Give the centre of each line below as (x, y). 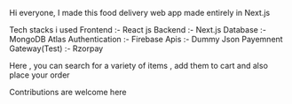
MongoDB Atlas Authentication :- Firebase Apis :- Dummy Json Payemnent (146, 39)
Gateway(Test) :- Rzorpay (56, 48)
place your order (39, 75)
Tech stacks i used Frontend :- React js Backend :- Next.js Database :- (138, 30)
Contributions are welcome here (68, 92)
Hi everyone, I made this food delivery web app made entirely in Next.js (140, 13)
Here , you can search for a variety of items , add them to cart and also (139, 66)
